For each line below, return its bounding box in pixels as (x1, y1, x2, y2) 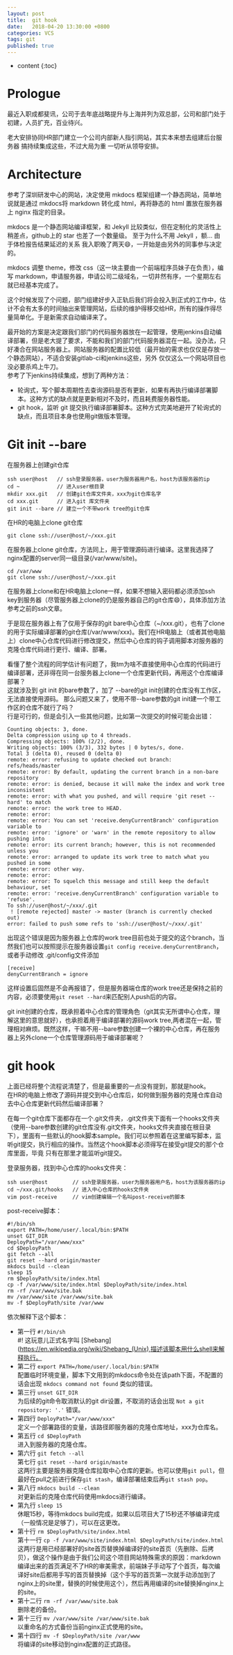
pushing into (7, 835, 45, 842)
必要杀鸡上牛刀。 (12, 362, 62, 370)
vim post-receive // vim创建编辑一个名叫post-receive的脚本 (7, 1193, 185, 1201)
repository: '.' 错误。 (17, 1405, 85, 1414)
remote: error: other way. (7, 866, 85, 873)
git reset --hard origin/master (7, 1257, 101, 1264)
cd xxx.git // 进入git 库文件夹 (7, 497, 110, 504)
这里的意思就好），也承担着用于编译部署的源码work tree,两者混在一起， (12, 1016, 216, 1024)
